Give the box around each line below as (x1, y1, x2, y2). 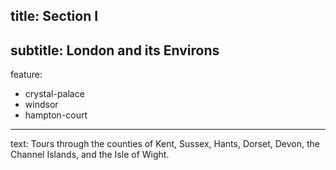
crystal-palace (24, 88, 85, 100)
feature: (10, 69, 43, 81)
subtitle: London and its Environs (10, 42, 220, 59)
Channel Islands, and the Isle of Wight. (10, 149, 170, 161)
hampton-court (24, 109, 88, 121)
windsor (24, 99, 59, 111)
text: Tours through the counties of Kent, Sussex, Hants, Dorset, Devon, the (10, 138, 321, 150)
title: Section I (10, 8, 99, 25)
